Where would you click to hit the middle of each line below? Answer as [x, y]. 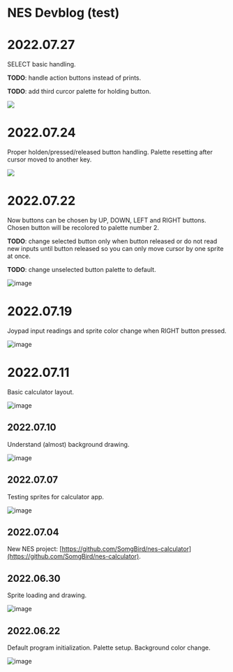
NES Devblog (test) [63, 13]
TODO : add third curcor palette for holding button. [79, 92]
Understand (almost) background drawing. [68, 444]
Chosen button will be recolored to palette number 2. [83, 228]
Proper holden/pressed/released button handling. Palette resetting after [110, 152]
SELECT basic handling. [42, 64]
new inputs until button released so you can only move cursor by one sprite [115, 249]
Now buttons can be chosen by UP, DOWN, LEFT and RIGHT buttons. [107, 220]
